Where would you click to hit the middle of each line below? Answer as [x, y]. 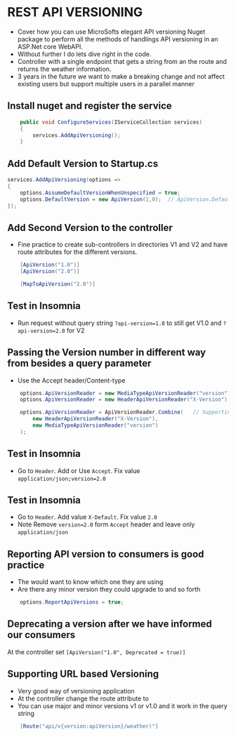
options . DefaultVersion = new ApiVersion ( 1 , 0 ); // [97, 199]
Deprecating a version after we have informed [110, 624]
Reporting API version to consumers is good [106, 554]
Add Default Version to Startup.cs [83, 163]
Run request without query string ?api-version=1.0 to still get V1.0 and [119, 323]
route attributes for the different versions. [77, 252]
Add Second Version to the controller [90, 228]
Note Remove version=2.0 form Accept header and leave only [106, 524]
